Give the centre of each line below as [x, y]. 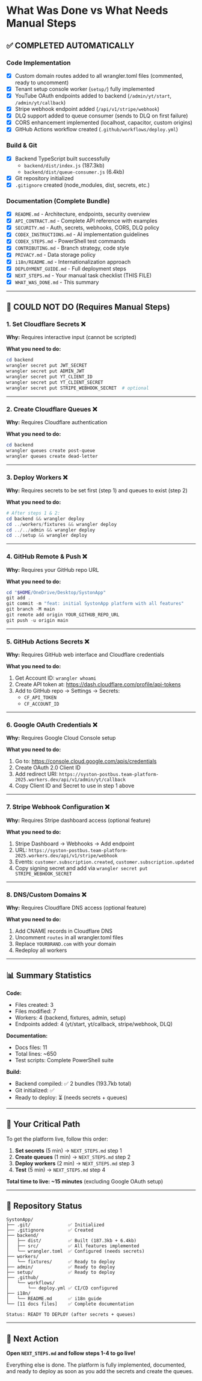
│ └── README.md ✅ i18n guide [54, 1299]
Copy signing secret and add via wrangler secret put [81, 868]
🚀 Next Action [32, 1339]
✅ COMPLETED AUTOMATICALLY [70, 45]
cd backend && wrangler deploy [45, 519]
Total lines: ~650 [36, 1054]
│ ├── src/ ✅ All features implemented [73, 1246]
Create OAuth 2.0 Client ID [48, 768]
